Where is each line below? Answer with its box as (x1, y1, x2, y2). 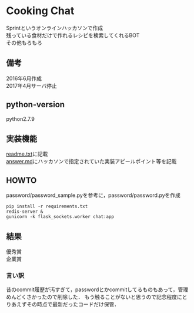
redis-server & (6, 209, 44, 215)
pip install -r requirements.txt (6, 203, 88, 210)
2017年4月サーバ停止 (6, 82, 57, 89)
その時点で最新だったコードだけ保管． (26, 301, 119, 308)
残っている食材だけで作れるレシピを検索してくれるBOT (6, 31, 140, 39)
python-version (6, 100, 65, 110)
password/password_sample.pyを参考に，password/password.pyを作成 (6, 192, 181, 199)
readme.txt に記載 (6, 150, 48, 157)
